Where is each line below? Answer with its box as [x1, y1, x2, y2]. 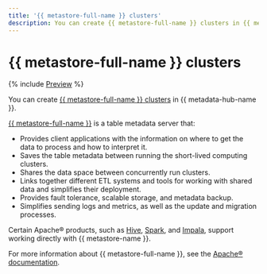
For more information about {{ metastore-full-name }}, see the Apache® [8, 249, 243, 259]
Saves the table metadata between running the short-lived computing [19, 151, 248, 160]
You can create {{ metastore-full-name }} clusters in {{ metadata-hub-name [8, 95, 257, 104]
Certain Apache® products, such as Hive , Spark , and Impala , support [8, 226, 234, 235]
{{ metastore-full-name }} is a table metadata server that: [8, 118, 195, 128]
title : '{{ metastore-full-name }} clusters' [8, 11, 161, 20]
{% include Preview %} [8, 79, 84, 89]
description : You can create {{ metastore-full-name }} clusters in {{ [8, 19, 250, 27]
